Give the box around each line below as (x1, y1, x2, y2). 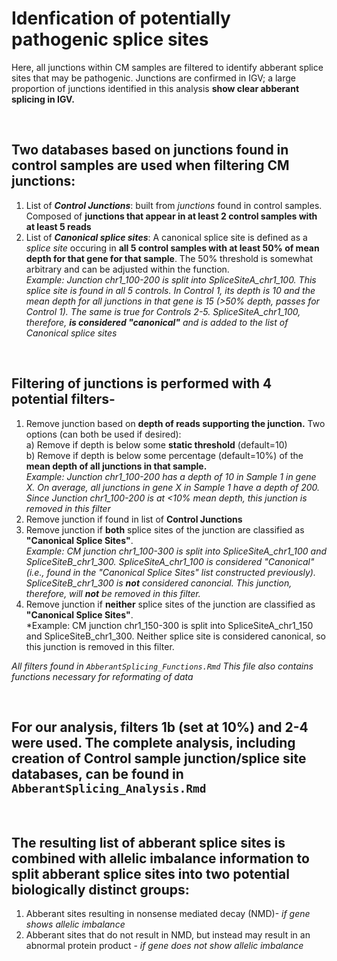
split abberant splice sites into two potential (11, 865, 290, 882)
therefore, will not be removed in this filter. (25, 587, 201, 599)
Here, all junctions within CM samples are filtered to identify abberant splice (11, 61, 324, 73)
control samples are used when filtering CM (11, 157, 290, 174)
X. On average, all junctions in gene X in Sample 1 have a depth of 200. (25, 481, 321, 493)
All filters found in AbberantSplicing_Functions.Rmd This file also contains (11, 660, 314, 672)
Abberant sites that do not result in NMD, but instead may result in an (25, 929, 311, 941)
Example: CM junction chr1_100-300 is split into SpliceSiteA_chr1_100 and (25, 545, 327, 557)
